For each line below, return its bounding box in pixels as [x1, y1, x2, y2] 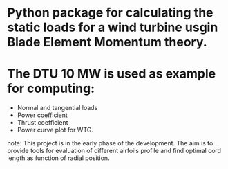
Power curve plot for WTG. [17, 126, 93, 134]
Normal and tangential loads [17, 104, 98, 112]
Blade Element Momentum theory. [7, 35, 207, 50]
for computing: [7, 81, 95, 96]
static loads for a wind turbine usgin [7, 19, 218, 35]
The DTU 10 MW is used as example [7, 66, 216, 82]
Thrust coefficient [17, 118, 68, 127]
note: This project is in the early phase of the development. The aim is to [7, 139, 213, 148]
